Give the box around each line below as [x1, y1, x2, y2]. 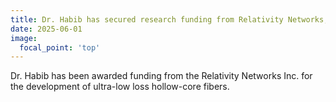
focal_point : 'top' [19, 42, 101, 53]
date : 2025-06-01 [10, 24, 83, 34]
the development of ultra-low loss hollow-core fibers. [10, 81, 230, 93]
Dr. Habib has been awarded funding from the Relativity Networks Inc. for [10, 70, 313, 82]
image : [10, 33, 38, 43]
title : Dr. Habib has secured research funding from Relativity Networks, [10, 14, 329, 25]
